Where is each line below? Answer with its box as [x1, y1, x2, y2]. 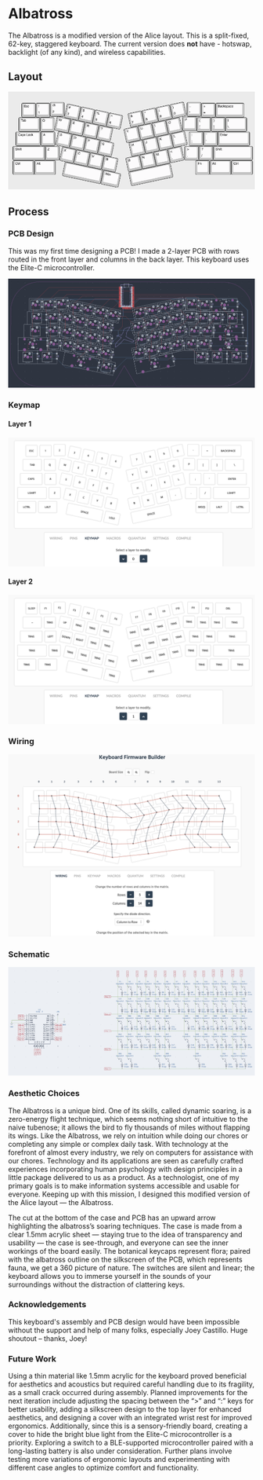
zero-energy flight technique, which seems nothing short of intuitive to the [8, 1114, 248, 1123]
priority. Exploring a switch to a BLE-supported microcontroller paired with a [8, 1438, 254, 1448]
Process [8, 205, 49, 218]
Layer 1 [8, 419, 32, 429]
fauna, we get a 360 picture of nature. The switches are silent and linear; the [8, 1262, 255, 1273]
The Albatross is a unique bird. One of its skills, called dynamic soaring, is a [8, 1105, 252, 1115]
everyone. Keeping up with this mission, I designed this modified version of [8, 1189, 250, 1199]
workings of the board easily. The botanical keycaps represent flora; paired [8, 1246, 250, 1255]
